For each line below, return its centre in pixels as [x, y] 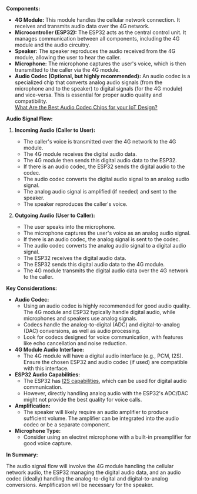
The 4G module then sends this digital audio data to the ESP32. [100, 160]
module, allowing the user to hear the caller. [68, 57]
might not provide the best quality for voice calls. [83, 400]
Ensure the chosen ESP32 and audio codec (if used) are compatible [106, 362]
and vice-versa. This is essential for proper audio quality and [88, 95]
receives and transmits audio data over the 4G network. [82, 26]
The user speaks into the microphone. [69, 227]
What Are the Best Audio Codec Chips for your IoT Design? [86, 107]
